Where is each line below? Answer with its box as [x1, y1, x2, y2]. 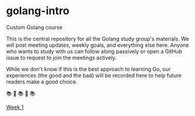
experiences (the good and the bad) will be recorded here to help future [6, 72, 182, 79]
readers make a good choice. [6, 78, 78, 85]
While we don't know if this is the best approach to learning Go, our [6, 65, 171, 72]
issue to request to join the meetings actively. [6, 54, 117, 61]
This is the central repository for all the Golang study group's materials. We [6, 35, 190, 42]
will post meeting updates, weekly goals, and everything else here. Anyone [6, 41, 189, 49]
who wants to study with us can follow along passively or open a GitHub [6, 47, 183, 54]
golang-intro [6, 4, 70, 18]
